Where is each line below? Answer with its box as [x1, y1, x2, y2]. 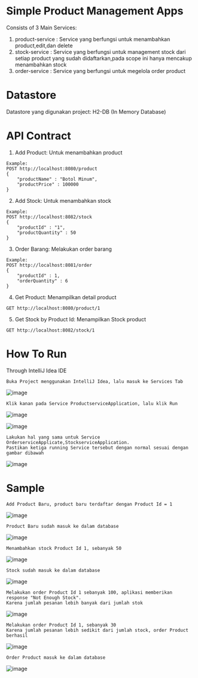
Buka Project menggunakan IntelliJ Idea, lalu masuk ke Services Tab [6, 378, 184, 384]
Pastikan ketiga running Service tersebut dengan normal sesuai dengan [6, 445, 188, 451]
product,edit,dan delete [14, 42, 73, 49]
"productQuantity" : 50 [17, 229, 77, 236]
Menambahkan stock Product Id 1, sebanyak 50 [6, 545, 121, 551]
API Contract [6, 129, 72, 143]
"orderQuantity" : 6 [17, 278, 68, 284]
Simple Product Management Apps [6, 4, 184, 18]
